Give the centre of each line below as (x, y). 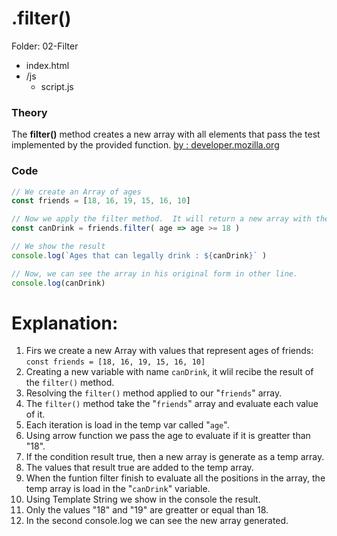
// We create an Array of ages (76, 192)
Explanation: (65, 323)
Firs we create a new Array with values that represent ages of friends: (169, 351)
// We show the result (58, 247)
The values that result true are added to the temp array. (139, 468)
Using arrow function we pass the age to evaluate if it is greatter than (168, 436)
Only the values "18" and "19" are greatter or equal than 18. (147, 510)
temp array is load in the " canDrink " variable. (118, 489)
